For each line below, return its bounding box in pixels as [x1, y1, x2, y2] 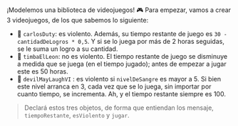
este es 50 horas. [16, 67, 68, 76]
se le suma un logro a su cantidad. [16, 45, 118, 53]
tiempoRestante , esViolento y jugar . [24, 111, 130, 119]
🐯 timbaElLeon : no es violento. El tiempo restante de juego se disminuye [16, 52, 228, 60]
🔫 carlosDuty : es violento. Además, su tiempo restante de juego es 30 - [16, 30, 227, 38]
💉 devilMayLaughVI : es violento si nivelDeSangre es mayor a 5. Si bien [16, 75, 222, 83]
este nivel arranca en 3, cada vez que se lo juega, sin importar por [16, 82, 212, 91]
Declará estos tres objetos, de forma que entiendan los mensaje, [24, 103, 214, 112]
